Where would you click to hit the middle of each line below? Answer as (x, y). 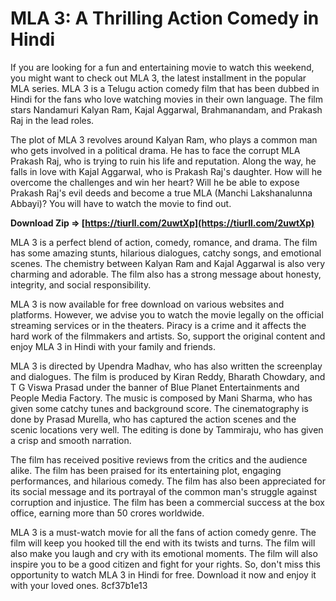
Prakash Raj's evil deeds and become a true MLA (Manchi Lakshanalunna (161, 193)
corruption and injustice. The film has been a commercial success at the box (167, 502)
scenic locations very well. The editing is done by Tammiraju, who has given (167, 429)
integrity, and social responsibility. (81, 284)
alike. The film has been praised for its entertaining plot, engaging (146, 470)
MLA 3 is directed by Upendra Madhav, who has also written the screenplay (166, 366)
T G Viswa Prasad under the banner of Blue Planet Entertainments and (155, 387)
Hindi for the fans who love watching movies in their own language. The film (166, 99)
